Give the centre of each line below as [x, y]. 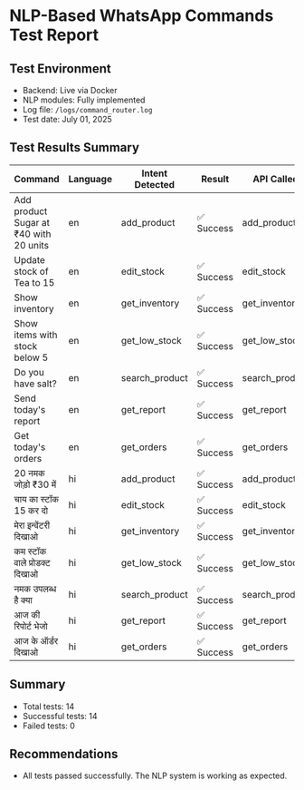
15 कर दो [31, 511]
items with [36, 335]
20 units [32, 245]
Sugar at [32, 222]
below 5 [31, 357]
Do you [29, 372]
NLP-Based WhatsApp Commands [142, 16]
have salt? [35, 384]
